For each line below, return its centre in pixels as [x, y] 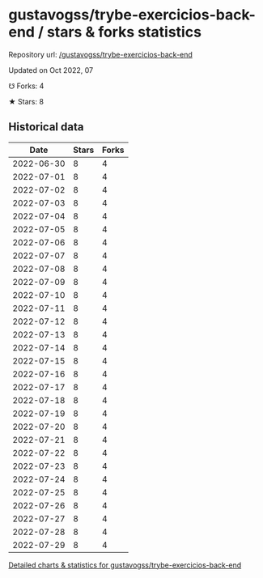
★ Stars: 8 [26, 101]
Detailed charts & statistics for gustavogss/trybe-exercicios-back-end [125, 565]
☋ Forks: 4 [26, 86]
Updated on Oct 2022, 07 [51, 70]
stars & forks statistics [124, 32]
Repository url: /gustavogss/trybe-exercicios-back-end [100, 54]
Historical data [46, 127]
